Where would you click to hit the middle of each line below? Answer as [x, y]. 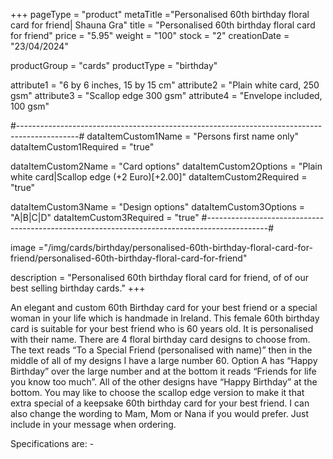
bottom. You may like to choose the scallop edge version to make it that [157, 392]
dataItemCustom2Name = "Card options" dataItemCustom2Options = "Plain [166, 166]
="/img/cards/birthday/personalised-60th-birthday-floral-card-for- [175, 247]
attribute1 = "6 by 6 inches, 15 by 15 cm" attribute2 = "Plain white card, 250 [165, 85]
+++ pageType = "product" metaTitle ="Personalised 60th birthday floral [160, 14]
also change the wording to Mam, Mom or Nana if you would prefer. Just [160, 413]
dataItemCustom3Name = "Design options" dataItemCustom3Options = [158, 207]
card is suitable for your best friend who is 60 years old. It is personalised [162, 328]
